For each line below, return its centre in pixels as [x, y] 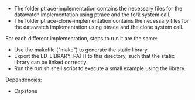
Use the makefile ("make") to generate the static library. [81, 50]
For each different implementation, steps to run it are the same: [81, 38]
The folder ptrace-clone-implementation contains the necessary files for [101, 21]
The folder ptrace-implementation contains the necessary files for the [98, 8]
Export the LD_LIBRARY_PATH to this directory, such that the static [94, 56]
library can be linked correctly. [51, 62]
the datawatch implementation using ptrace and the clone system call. [99, 27]
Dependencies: [24, 80]
